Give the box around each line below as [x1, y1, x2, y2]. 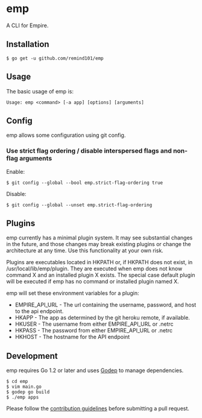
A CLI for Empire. [6, 22, 49, 29]
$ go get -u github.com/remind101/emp [6, 55, 104, 62]
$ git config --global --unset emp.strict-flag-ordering [6, 201, 153, 208]
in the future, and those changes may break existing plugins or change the [6, 241, 191, 248]
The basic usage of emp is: [6, 87, 74, 95]
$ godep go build [6, 389, 50, 395]
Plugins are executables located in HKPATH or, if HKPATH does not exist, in [6, 259, 193, 266]
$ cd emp [6, 379, 28, 385]
